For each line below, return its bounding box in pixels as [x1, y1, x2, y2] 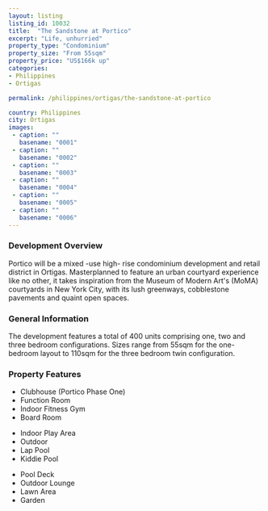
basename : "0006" [19, 213, 78, 222]
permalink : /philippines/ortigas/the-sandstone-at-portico [8, 94, 211, 102]
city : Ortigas [8, 116, 57, 124]
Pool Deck [19, 470, 55, 480]
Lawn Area [19, 487, 57, 496]
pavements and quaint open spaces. [8, 292, 130, 303]
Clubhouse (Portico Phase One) [19, 387, 126, 396]
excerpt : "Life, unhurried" [8, 34, 103, 43]
